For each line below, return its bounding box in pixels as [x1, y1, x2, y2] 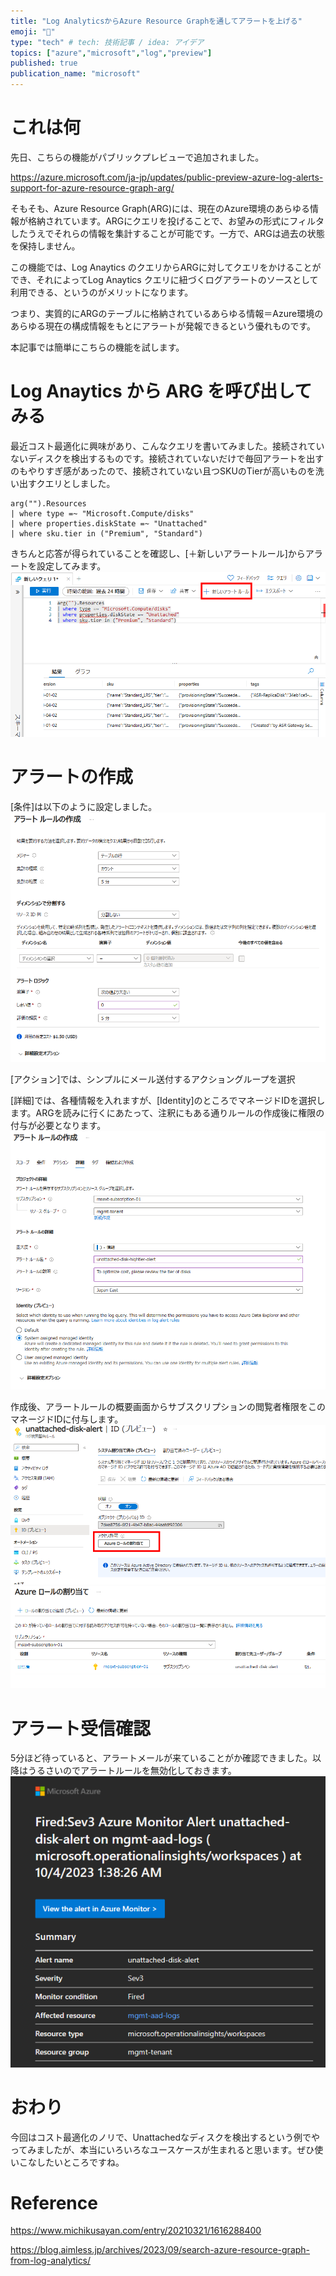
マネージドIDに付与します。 [10, 1413, 124, 1425]
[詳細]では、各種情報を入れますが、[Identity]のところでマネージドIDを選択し [10, 1094, 326, 1106]
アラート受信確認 [10, 1717, 152, 1740]
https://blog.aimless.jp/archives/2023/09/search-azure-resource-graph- [10, 2244, 311, 2256]
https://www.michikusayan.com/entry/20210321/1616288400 [10, 2225, 262, 2237]
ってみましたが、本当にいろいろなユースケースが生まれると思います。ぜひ [10, 2143, 315, 2155]
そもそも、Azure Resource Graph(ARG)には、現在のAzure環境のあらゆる [10, 202, 310, 214]
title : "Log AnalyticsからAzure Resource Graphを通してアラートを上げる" [10, 16, 303, 26]
